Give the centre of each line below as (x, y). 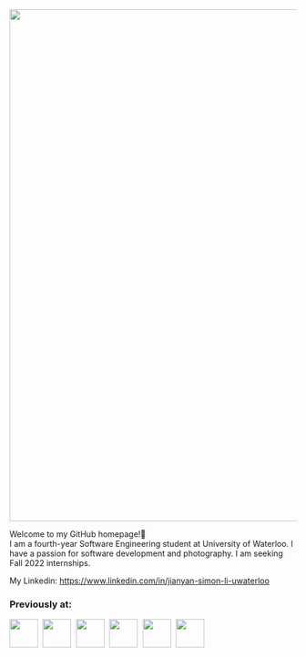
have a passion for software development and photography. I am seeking (147, 553)
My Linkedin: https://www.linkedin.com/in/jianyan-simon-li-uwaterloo (140, 581)
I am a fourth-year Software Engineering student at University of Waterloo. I (152, 544)
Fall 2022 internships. (50, 563)
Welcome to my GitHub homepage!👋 (78, 534)
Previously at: (41, 604)
